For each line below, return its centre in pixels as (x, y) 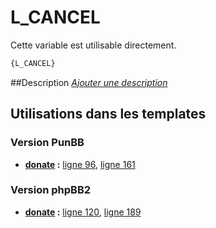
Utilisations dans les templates (108, 114)
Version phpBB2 (51, 190)
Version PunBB (47, 143)
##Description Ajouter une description (89, 82)
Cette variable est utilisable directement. (93, 45)
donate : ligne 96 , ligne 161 (80, 164)
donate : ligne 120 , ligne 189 (83, 212)
